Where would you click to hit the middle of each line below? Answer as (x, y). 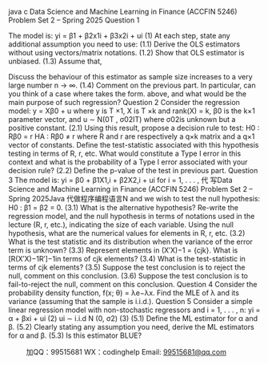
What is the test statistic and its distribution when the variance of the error (131, 241)
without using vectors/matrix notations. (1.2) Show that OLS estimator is (126, 53)
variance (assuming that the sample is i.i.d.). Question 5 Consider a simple (131, 301)
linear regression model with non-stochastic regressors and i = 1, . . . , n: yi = (134, 310)
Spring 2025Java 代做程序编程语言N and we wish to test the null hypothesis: (134, 199)
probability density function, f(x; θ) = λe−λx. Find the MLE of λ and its (124, 293)
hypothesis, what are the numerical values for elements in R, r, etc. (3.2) (127, 233)
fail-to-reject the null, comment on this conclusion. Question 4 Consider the (133, 284)
